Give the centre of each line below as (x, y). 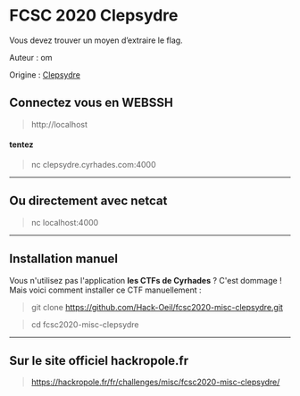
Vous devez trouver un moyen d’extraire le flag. (96, 40)
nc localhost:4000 (65, 222)
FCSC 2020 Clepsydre (94, 16)
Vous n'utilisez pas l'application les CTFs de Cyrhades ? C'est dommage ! (146, 280)
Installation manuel (64, 259)
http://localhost (59, 124)
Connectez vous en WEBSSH (92, 103)
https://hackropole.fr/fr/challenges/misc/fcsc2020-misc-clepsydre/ (155, 382)
